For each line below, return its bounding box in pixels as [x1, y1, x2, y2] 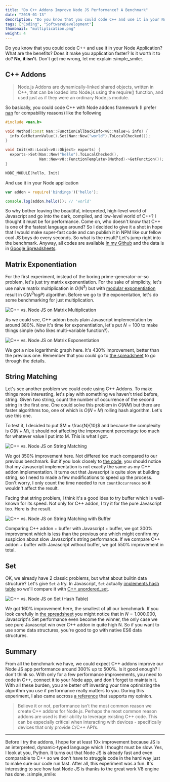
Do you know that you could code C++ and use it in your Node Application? [5, 45, 163, 51]
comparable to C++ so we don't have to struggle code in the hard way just [5, 755, 160, 761]
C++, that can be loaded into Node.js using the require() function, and [17, 89, 163, 95]
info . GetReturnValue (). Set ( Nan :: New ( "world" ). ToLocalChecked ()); [10, 133, 151, 138]
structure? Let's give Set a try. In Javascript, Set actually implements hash [5, 581, 159, 587]
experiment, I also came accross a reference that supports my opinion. [5, 693, 153, 699]
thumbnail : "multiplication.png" [5, 26, 76, 31]
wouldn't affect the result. [5, 485, 59, 492]
